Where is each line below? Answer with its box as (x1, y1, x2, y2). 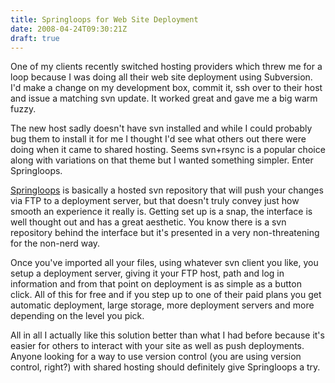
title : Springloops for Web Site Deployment (10, 14, 199, 25)
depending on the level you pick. (10, 310, 145, 322)
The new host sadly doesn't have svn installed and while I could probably (10, 122, 313, 135)
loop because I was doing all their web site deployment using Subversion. (10, 71, 313, 83)
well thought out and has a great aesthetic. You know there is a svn (10, 216, 287, 228)
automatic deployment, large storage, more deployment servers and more (10, 299, 315, 311)
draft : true (10, 33, 60, 43)
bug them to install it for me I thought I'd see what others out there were (10, 133, 307, 145)
